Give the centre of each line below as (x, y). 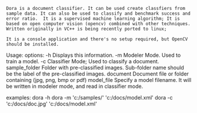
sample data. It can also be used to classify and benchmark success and (98, 13)
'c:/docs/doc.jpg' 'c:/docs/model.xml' (51, 104)
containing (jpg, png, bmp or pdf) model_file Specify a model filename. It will (99, 80)
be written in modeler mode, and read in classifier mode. (75, 86)
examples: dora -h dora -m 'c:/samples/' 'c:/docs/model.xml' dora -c (89, 97)
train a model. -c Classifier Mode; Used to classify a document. (83, 61)
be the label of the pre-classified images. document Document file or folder (98, 74)
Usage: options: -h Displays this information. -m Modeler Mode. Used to (94, 55)
